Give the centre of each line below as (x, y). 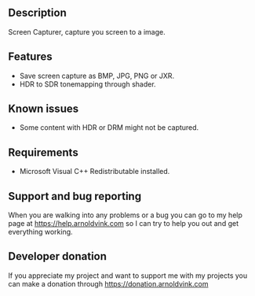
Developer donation (58, 256)
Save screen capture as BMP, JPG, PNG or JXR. (97, 76)
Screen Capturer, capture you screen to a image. (87, 31)
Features (30, 57)
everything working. (40, 232)
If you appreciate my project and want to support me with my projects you (128, 276)
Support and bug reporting (75, 196)
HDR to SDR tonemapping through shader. (87, 84)
